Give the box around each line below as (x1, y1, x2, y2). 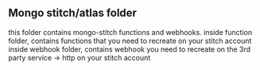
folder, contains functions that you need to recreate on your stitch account (8, 36, 252, 45)
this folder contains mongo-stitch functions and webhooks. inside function (8, 27, 253, 37)
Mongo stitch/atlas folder (8, 6, 138, 20)
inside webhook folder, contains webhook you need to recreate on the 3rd (8, 44, 251, 54)
